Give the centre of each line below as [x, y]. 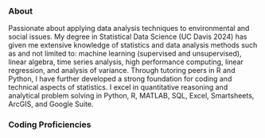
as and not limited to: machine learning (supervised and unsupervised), [125, 54]
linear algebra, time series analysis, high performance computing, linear [126, 62]
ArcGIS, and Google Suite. [51, 104]
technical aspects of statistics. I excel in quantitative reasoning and [118, 87]
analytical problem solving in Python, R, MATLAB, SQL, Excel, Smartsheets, [131, 96]
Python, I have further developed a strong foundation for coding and [120, 79]
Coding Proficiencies [50, 125]
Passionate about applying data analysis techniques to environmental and [129, 29]
